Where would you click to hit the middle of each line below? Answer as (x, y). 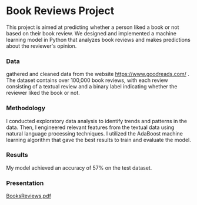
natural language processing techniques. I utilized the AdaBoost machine (95, 133)
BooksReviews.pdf (29, 196)
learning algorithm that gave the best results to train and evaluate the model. (98, 140)
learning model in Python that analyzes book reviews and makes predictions (98, 39)
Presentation (25, 183)
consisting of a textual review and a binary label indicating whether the (92, 87)
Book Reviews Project (60, 11)
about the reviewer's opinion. (41, 46)
